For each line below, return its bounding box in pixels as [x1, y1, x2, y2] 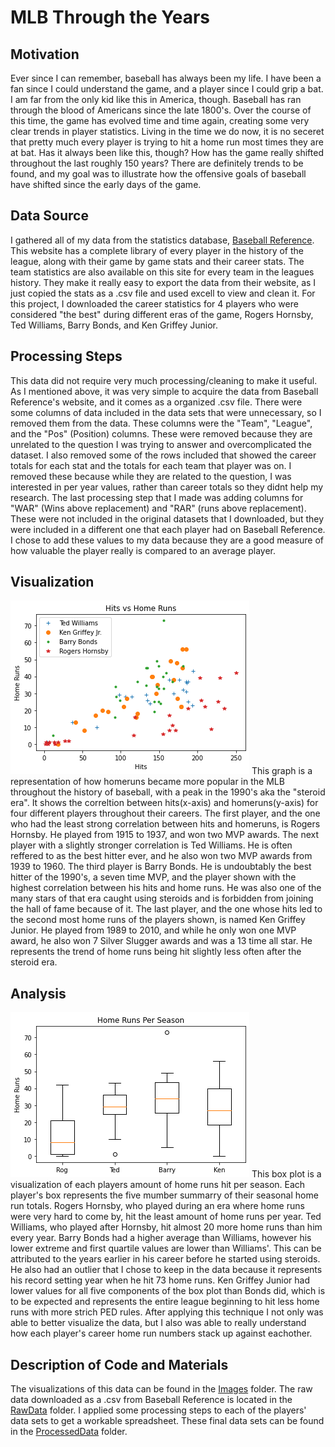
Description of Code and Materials [10, 1356, 229, 1373]
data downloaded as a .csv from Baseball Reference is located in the [10, 1394, 293, 1406]
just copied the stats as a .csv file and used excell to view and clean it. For [10, 287, 316, 299]
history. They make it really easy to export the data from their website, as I [10, 276, 317, 288]
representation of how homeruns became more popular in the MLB [10, 776, 285, 788]
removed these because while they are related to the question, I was [10, 470, 292, 482]
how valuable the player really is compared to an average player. [10, 544, 276, 556]
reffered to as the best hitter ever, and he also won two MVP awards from [10, 850, 313, 862]
